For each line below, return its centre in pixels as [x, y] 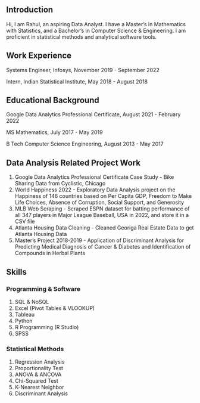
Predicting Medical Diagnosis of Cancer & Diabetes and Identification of [103, 247]
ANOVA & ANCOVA [38, 374]
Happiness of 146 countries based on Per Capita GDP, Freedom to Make [103, 196]
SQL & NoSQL [32, 302]
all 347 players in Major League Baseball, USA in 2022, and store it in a [102, 215]
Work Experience [39, 56]
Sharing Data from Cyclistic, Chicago [60, 184]
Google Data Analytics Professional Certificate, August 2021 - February [93, 114]
